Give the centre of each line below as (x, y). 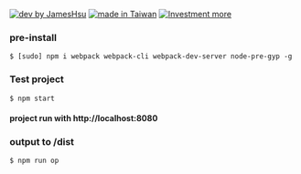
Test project (37, 79)
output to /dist (42, 142)
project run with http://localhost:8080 (84, 118)
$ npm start (32, 98)
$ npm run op (34, 161)
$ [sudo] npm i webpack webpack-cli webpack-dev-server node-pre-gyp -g (151, 56)
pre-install (33, 37)
